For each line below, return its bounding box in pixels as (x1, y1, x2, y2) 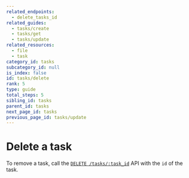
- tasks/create (11, 25, 49, 32)
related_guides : (6, 20, 47, 26)
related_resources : (6, 42, 55, 48)
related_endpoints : (6, 8, 55, 15)
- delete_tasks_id (11, 14, 58, 20)
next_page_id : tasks (6, 109, 58, 115)
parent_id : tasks (6, 103, 49, 109)
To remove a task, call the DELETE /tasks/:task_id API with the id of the (6, 159, 183, 167)
